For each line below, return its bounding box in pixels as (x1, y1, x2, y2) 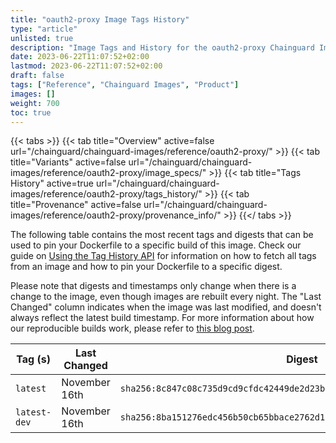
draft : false (10, 71, 65, 81)
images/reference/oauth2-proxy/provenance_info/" (10, 209, 222, 221)
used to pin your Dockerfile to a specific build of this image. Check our (10, 239, 302, 251)
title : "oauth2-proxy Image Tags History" (10, 14, 190, 25)
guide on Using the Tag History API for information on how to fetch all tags (10, 250, 317, 262)
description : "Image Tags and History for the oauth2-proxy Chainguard (10, 42, 315, 53)
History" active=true (10, 177, 94, 190)
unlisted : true (10, 33, 74, 43)
